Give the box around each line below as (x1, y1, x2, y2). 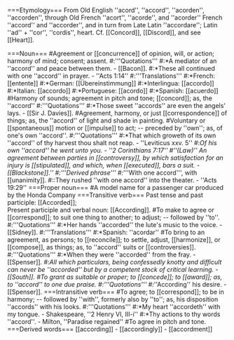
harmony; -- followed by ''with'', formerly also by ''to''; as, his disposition (7, 295, 219, 304)
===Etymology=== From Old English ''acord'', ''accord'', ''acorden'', (7, 6, 205, 14)
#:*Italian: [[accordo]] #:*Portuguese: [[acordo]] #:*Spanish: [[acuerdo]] (7, 87, 219, 95)
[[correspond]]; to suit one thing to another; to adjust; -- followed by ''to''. (7, 213, 220, 222)
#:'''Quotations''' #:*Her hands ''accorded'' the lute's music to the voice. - (7, 221, 223, 229)
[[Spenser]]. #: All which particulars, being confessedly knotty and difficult (7, 258, 222, 266)
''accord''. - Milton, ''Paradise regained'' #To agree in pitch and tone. (7, 318, 207, 325)
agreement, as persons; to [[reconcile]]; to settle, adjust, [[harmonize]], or (7, 236, 221, 244)
